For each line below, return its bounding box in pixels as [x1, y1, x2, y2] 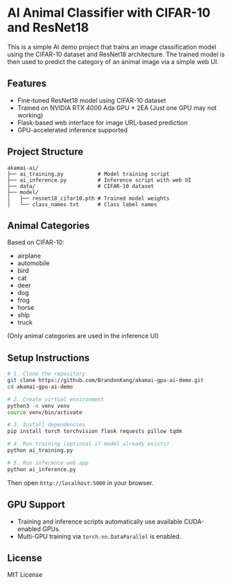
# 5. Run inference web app [7, 459, 89, 466]
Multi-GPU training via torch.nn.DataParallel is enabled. [17, 532, 182, 540]
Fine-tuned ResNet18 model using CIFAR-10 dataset [17, 96, 167, 104]
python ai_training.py [7, 447, 73, 454]
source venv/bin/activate [7, 409, 82, 416]
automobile [17, 259, 50, 267]
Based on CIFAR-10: [7, 238, 65, 246]
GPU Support [7, 499, 65, 511]
